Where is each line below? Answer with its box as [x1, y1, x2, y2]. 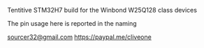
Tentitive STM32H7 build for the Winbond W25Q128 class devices [7, 6, 198, 14]
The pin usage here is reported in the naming [7, 19, 138, 27]
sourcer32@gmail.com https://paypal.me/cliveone [7, 33, 152, 41]
